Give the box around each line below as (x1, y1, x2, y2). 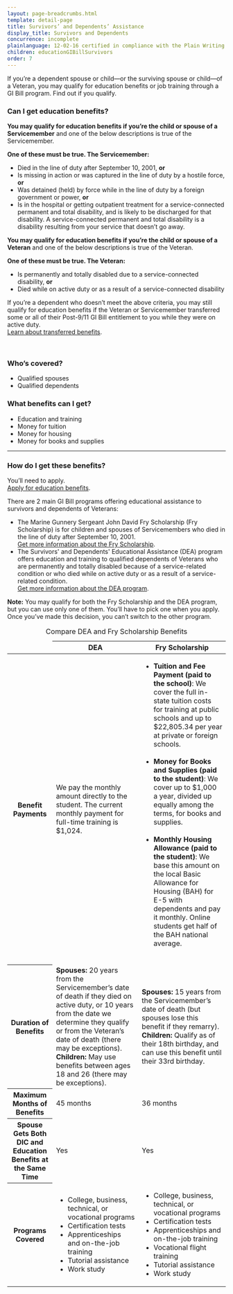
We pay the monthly (55, 782, 121, 792)
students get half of (153, 921, 217, 931)
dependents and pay (153, 904, 221, 913)
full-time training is (55, 817, 119, 827)
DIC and (16, 1137, 44, 1147)
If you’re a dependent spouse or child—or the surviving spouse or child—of (7, 74, 223, 82)
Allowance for (153, 877, 199, 887)
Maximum (12, 1090, 47, 1100)
